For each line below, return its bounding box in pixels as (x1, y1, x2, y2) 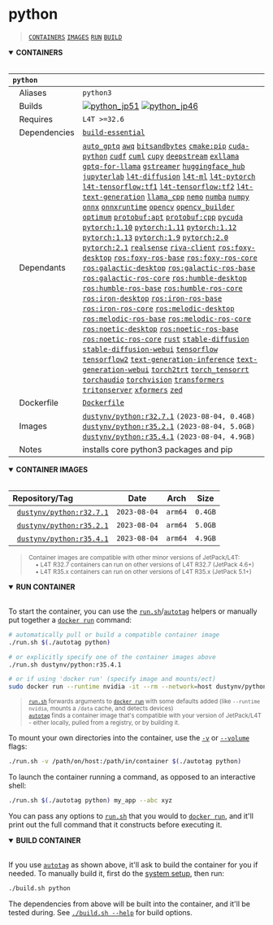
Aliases (19, 87, 47, 98)
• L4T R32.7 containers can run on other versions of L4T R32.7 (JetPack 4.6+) (35, 560, 254, 569)
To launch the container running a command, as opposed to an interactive (8, 772, 256, 782)
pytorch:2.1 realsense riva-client (82, 243, 217, 252)
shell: (8, 781, 27, 791)
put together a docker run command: (8, 614, 132, 624)
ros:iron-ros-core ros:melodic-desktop (82, 304, 235, 313)
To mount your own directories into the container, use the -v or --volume (8, 733, 250, 743)
